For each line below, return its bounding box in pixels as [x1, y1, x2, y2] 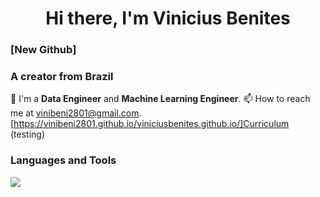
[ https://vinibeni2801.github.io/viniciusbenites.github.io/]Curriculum [10, 118, 290, 130]
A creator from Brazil [10, 70, 114, 84]
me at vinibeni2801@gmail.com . [10, 107, 142, 119]
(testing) [10, 128, 46, 141]
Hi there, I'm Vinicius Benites [45, 7, 291, 30]
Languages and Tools [10, 153, 117, 167]
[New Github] [10, 43, 77, 57]
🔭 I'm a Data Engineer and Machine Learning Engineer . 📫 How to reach [10, 93, 311, 105]
